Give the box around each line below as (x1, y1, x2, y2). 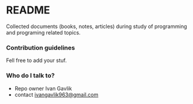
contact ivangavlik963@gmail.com (14, 91, 99, 98)
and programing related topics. (6, 29, 81, 36)
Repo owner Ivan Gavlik (14, 85, 72, 92)
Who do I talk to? (6, 71, 55, 79)
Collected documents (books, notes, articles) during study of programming (6, 23, 187, 30)
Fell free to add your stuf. (6, 57, 67, 64)
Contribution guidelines (6, 43, 75, 51)
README (6, 4, 50, 17)
